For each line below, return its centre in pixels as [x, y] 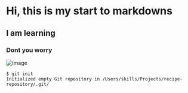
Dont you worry [29, 50]
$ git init [20, 74]
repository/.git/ [28, 84]
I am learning [31, 33]
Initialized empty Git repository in [53, 79]
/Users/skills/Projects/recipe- [143, 79]
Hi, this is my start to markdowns [90, 11]
